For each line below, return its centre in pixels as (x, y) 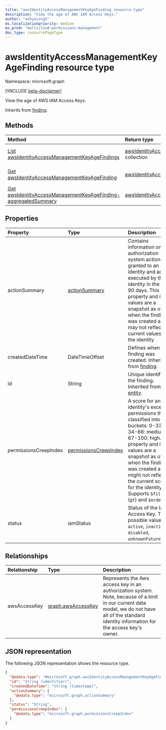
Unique (136, 374)
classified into (144, 419)
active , (136, 526)
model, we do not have (129, 609)
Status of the (143, 508)
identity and (142, 271)
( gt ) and (137, 500)
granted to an (143, 265)
